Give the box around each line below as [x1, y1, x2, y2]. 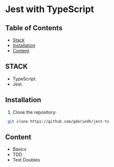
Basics [12, 146, 27, 152]
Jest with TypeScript [5, 4, 94, 15]
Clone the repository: [12, 109, 57, 115]
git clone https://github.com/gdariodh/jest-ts [7, 119, 109, 124]
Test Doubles [12, 157, 40, 163]
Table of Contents [5, 24, 63, 32]
